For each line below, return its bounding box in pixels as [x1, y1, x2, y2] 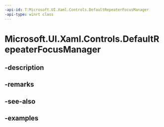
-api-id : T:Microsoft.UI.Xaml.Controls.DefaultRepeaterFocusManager [4, 7, 149, 12]
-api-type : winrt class [4, 12, 54, 17]
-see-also [4, 97, 36, 106]
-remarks [4, 80, 34, 89]
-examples [4, 114, 39, 123]
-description [4, 63, 44, 72]
